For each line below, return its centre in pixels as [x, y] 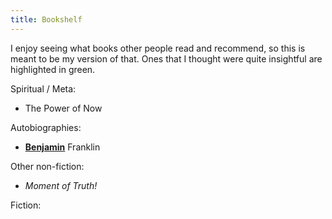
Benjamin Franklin [62, 147]
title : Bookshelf [46, 19]
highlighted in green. [53, 69]
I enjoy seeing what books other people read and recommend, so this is [158, 48]
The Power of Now [63, 108]
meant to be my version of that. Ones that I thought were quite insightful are [166, 58]
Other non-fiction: [47, 166]
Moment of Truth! [61, 185]
